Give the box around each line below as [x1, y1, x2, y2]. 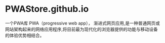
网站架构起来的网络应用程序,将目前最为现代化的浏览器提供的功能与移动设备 [5, 26, 158, 32]
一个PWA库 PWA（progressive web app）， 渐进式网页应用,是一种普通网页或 [5, 20, 160, 26]
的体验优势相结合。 [5, 32, 44, 38]
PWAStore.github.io [5, 3, 89, 15]
